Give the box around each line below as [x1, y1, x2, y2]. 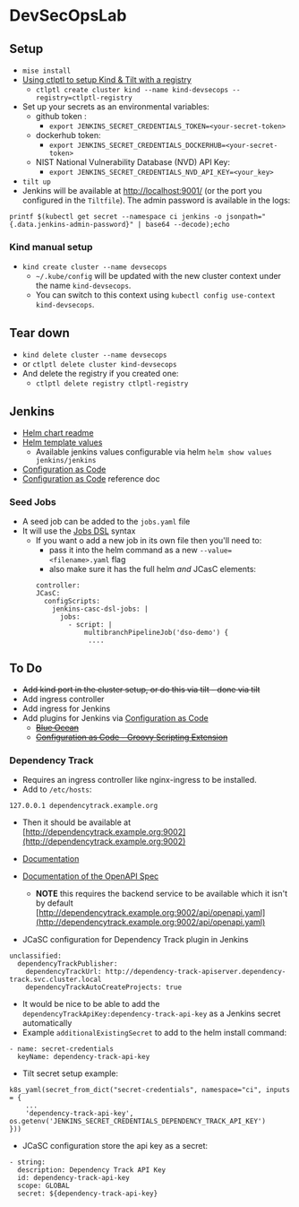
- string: [9, 1158, 47, 1167]
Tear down [9, 325, 70, 341]
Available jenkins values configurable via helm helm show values [35, 446, 272, 457]
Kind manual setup [9, 240, 93, 253]
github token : [35, 111, 87, 121]
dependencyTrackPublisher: [17, 960, 118, 968]
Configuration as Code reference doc [21, 473, 160, 484]
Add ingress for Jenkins [21, 703, 111, 714]
